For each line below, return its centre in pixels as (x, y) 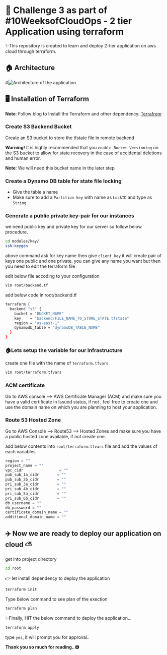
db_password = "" (23, 508)
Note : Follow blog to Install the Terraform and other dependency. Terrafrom (83, 113)
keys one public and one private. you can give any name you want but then (83, 261)
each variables (21, 451)
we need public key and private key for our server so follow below (74, 227)
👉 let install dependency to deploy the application (58, 578)
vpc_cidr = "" (37, 470)
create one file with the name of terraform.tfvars (57, 363)
